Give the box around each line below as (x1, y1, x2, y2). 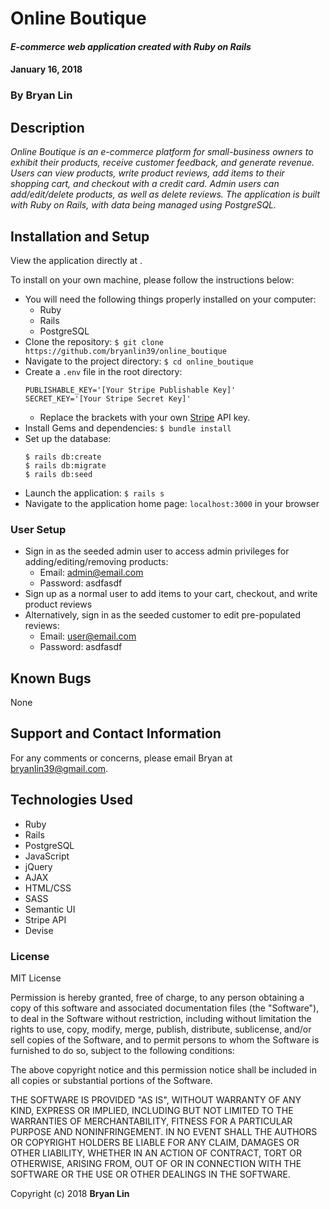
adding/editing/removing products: (24, 556, 169, 568)
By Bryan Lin (10, 88, 73, 102)
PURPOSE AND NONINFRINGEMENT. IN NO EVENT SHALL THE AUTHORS (10, 1125, 318, 1137)
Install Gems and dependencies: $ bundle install (24, 422, 232, 434)
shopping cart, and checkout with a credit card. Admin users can (10, 178, 280, 190)
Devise (24, 924, 54, 936)
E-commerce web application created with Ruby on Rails (10, 40, 252, 52)
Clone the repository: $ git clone (24, 335, 165, 347)
